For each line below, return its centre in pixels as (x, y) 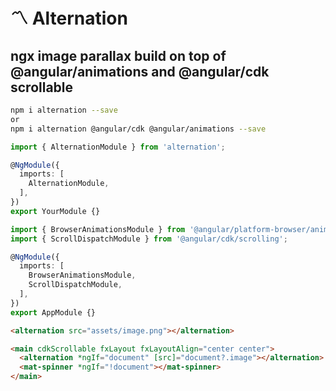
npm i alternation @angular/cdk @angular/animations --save (138, 129)
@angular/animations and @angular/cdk (140, 71)
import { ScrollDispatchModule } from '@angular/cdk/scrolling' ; (149, 239)
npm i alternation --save (64, 110)
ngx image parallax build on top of (118, 55)
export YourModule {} (55, 211)
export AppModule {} (53, 312)
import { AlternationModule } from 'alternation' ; (118, 147)
